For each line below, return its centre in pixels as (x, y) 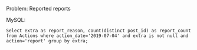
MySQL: (16, 20)
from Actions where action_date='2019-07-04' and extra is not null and (97, 36)
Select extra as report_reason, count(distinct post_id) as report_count (99, 31)
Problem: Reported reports (38, 9)
